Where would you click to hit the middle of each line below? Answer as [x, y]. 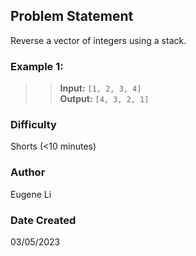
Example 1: [37, 66]
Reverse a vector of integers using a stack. [98, 40]
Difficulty [33, 125]
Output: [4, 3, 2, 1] [104, 99]
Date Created [43, 220]
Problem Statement [72, 16]
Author [28, 172]
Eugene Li [31, 194]
